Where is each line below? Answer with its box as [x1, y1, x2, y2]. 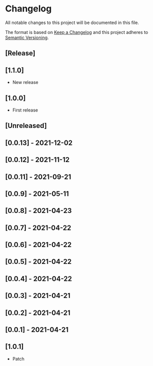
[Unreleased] [5, 121, 47, 130]
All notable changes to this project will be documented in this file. [5, 19, 140, 25]
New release [12, 79, 38, 85]
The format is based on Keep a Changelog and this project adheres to [5, 29, 149, 35]
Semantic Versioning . [5, 34, 49, 40]
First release [12, 107, 38, 113]
